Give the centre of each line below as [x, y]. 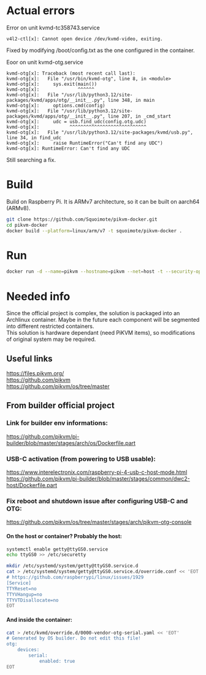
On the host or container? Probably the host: [64, 536]
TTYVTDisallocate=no [33, 600]
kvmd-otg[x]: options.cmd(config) [56, 105]
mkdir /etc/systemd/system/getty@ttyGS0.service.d [72, 566]
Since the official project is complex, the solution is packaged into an [93, 313]
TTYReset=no [21, 589]
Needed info [38, 296]
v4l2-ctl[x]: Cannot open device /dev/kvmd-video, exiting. [85, 39]
